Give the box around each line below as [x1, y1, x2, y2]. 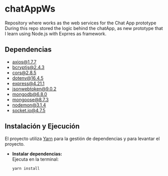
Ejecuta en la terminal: [12, 156, 59, 162]
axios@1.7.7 [12, 59, 37, 65]
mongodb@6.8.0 [12, 91, 48, 97]
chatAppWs [5, 3, 56, 15]
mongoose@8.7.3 [12, 96, 49, 102]
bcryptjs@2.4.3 [12, 64, 45, 70]
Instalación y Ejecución [5, 122, 80, 131]
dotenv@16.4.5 [12, 75, 44, 81]
